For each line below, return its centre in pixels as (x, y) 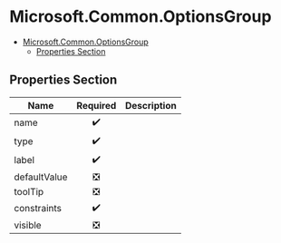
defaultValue (41, 177)
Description (151, 105)
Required (97, 105)
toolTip (29, 191)
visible (28, 225)
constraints (38, 209)
